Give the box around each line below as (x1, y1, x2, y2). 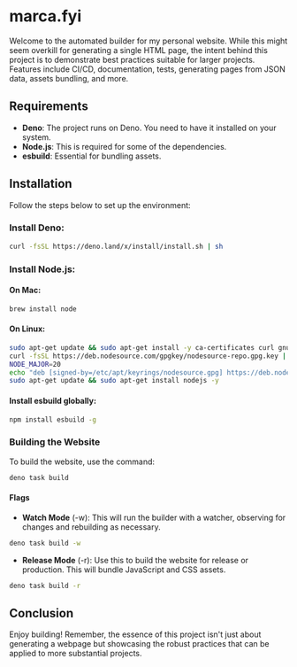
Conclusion (9, 605, 74, 621)
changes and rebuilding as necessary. (21, 521, 161, 532)
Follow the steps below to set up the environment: (9, 199, 192, 210)
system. (21, 131, 51, 143)
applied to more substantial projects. (9, 648, 143, 659)
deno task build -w (9, 539, 81, 547)
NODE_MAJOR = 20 (9, 360, 62, 368)
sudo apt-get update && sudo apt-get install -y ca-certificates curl (9, 343, 275, 352)
